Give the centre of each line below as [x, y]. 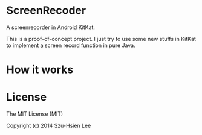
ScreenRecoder [46, 11]
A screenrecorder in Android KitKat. [51, 27]
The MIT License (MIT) [35, 114]
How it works [40, 70]
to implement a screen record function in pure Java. [71, 45]
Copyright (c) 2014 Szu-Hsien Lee [49, 126]
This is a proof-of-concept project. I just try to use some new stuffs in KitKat [101, 39]
